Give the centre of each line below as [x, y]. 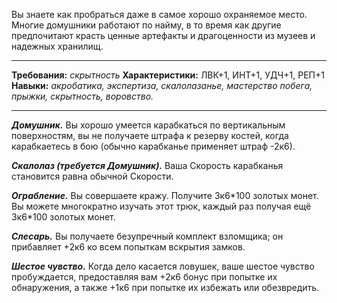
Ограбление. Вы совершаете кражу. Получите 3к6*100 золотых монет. [165, 195]
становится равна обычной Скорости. [92, 176]
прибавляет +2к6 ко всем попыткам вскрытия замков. [128, 247]
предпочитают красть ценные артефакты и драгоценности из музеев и [163, 35]
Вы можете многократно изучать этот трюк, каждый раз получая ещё [161, 206]
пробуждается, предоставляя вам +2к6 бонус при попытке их [144, 277]
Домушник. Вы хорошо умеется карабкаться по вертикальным [148, 125]
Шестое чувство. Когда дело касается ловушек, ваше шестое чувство [163, 266]
